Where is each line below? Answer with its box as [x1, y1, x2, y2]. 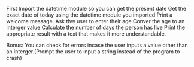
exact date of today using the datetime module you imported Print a [6, 11, 173, 18]
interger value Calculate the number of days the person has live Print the [6, 24, 186, 31]
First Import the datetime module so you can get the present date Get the [6, 5, 187, 12]
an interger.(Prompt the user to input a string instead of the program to [6, 48, 180, 55]
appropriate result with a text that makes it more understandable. [6, 30, 166, 37]
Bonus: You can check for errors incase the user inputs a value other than [6, 42, 189, 49]
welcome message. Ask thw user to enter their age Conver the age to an [6, 18, 185, 24]
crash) [6, 55, 22, 61]
